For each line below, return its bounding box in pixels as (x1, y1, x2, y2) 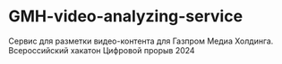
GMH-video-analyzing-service (8, 6, 244, 27)
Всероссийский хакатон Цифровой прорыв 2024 (8, 44, 195, 55)
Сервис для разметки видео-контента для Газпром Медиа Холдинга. (8, 36, 274, 46)
